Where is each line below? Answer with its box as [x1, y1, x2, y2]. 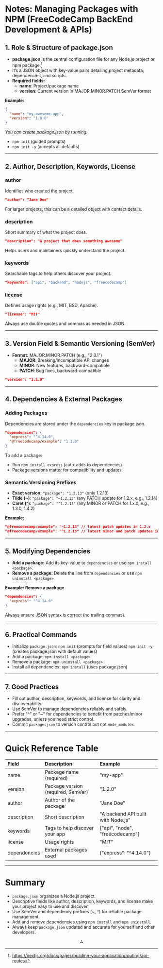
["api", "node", [99, 825, 133, 832]
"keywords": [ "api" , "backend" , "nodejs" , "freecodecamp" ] [5, 280, 127, 285]
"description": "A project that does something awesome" [5, 239, 123, 244]
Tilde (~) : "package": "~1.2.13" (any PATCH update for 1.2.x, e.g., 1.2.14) [12, 495, 158, 501]
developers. [12, 929, 36, 935]
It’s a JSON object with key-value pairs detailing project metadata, [12, 67, 145, 73]
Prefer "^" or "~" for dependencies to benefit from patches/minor [12, 711, 143, 717]
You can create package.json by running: [5, 129, 88, 135]
